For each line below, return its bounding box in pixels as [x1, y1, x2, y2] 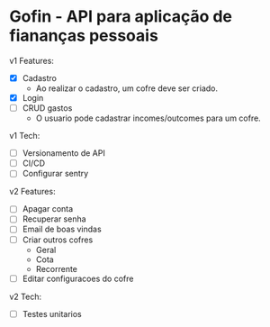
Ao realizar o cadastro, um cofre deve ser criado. [35, 83, 219, 94]
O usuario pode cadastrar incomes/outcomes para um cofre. [35, 113, 261, 123]
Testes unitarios [22, 308, 83, 319]
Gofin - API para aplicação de [9, 6, 232, 27]
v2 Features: [9, 186, 56, 197]
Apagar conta [22, 204, 74, 214]
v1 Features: [9, 55, 54, 66]
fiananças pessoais [9, 25, 159, 46]
